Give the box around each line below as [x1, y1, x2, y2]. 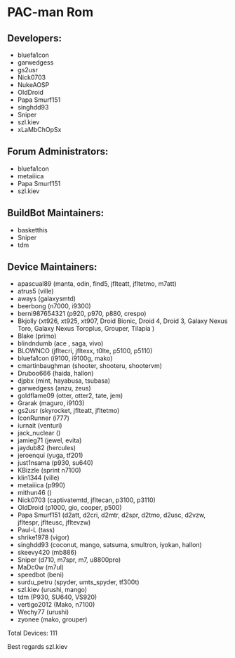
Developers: [7, 32, 62, 44]
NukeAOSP [17, 81, 50, 88]
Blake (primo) [17, 331, 57, 341]
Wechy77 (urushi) [17, 608, 69, 617]
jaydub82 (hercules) [17, 444, 76, 452]
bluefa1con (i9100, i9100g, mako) [17, 354, 113, 362]
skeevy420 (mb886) [17, 548, 77, 557]
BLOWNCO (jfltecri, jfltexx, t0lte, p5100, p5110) [17, 347, 153, 355]
